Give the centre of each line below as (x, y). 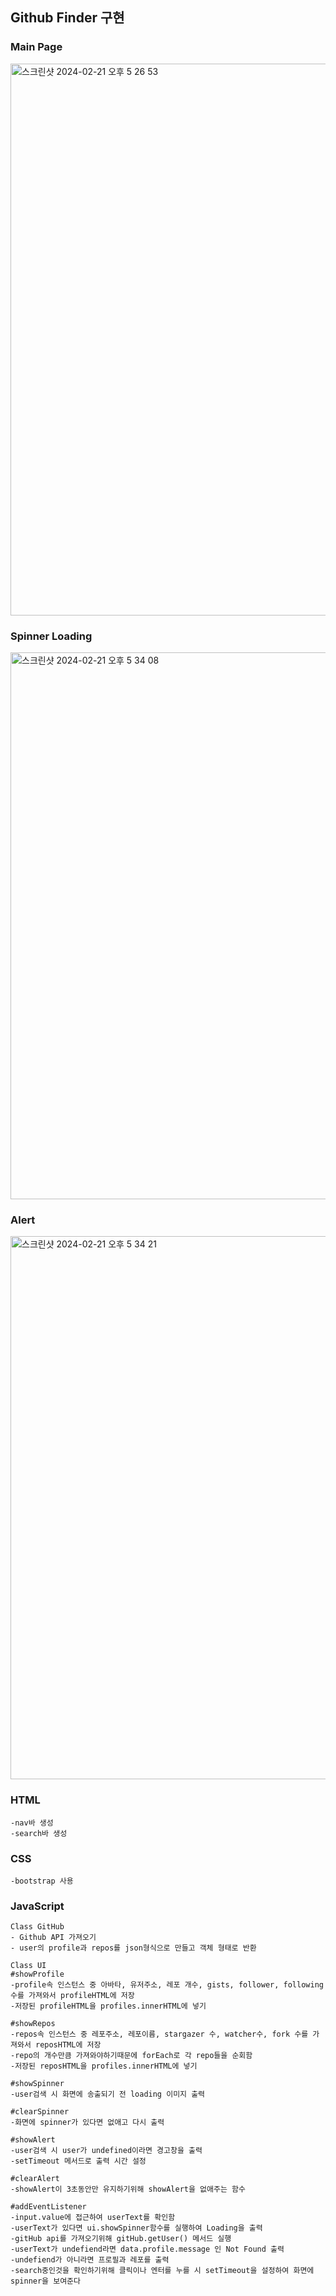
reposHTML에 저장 (68, 2045)
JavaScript (37, 1906)
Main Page (36, 47)
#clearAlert (35, 2179)
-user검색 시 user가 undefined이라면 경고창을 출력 (106, 2151)
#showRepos (33, 2024)
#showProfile (37, 1974)
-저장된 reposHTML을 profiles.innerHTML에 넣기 (104, 2066)
